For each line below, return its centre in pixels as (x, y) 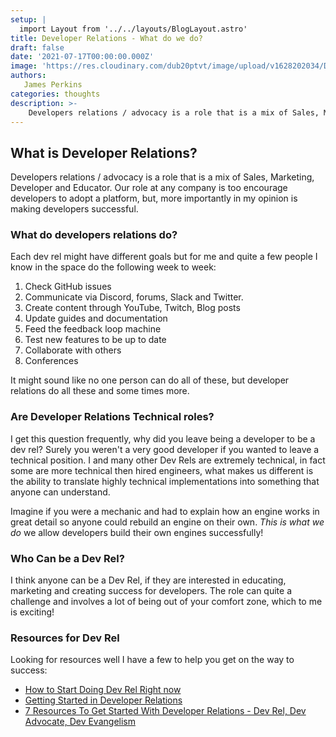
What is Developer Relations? (104, 152)
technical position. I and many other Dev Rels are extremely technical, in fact (168, 460)
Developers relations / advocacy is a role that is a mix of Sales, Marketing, (162, 177)
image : (24, 66)
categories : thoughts (55, 94)
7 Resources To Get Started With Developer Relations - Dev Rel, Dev (165, 711)
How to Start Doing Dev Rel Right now (103, 690)
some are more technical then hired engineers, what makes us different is (162, 470)
